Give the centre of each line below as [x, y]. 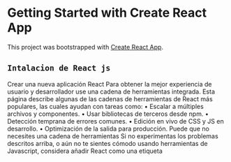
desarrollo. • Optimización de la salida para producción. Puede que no [108, 128]
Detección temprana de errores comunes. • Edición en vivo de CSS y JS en [116, 121]
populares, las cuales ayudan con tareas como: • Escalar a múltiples [105, 106]
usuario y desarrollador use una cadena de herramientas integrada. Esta [111, 91]
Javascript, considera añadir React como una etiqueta [85, 151]
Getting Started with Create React [107, 13]
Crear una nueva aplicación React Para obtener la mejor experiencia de [110, 84]
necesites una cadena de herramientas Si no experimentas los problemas [113, 136]
